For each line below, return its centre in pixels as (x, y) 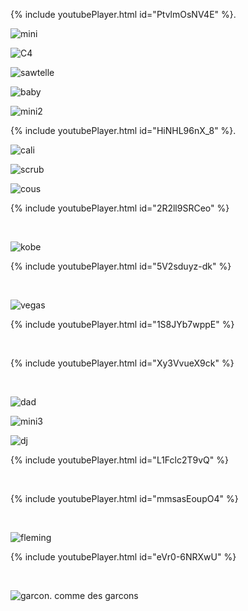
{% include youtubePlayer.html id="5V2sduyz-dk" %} (121, 266)
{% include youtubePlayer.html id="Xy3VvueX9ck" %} (122, 363)
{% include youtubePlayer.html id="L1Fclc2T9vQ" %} (119, 460)
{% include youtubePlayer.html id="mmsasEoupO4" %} (124, 498)
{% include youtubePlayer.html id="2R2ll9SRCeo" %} (120, 208)
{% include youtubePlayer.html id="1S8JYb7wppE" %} (122, 324)
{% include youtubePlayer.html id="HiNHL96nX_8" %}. (123, 130)
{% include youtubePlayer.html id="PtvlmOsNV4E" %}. (123, 14)
